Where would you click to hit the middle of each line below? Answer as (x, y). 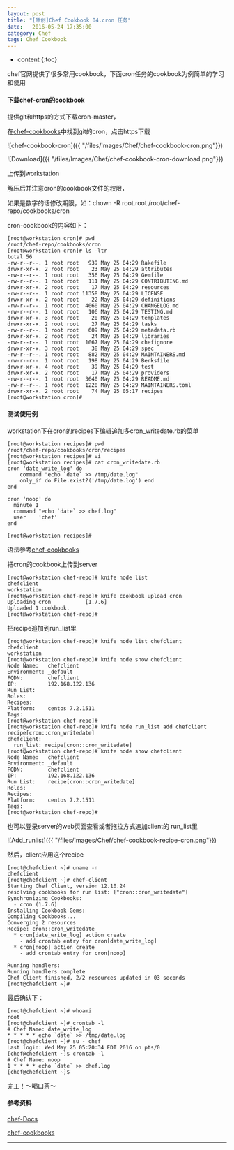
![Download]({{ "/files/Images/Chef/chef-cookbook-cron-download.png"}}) (116, 159)
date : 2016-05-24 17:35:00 (49, 27)
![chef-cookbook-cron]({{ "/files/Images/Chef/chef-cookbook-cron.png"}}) (115, 146)
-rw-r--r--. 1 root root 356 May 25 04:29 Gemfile (85, 275)
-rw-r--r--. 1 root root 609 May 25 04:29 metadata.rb (92, 330)
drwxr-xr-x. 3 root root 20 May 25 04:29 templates (88, 318)
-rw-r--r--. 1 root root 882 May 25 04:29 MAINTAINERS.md (96, 355)
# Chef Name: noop (34, 1060)
